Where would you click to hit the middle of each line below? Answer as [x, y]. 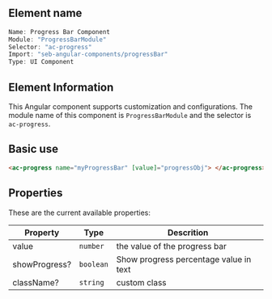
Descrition [188, 232]
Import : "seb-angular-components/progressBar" [88, 55]
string [91, 282]
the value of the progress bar [171, 246]
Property [42, 232]
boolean [94, 264]
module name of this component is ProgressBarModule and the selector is [130, 115]
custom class [142, 282]
